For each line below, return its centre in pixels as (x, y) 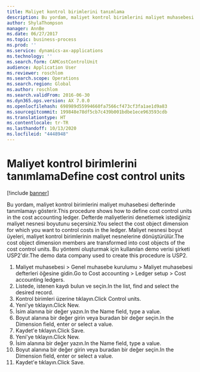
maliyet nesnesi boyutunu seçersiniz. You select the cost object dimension (98, 223)
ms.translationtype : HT (36, 117)
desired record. (34, 292)
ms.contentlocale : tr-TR (38, 123)
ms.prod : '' (21, 45)
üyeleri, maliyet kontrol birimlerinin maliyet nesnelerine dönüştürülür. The (96, 236)
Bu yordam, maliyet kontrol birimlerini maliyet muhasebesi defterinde (91, 205)
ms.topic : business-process (42, 39)
